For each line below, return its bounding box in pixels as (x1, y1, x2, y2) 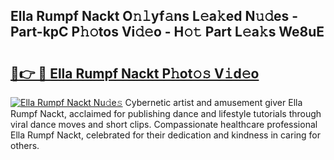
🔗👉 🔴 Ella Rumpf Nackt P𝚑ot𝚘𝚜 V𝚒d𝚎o (10, 65, 260, 82)
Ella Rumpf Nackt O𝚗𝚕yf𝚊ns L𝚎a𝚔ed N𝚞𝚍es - (10, 8, 299, 25)
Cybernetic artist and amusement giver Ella (124, 97, 303, 108)
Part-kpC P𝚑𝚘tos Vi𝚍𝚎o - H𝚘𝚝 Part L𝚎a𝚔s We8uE (10, 24, 325, 41)
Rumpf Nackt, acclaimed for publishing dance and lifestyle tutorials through (10, 108, 322, 119)
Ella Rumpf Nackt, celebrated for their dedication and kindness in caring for (10, 129, 322, 141)
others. (10, 140, 40, 151)
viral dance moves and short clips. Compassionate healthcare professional (10, 119, 318, 130)
